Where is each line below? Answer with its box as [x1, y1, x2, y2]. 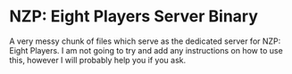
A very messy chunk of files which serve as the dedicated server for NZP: [9, 36, 281, 46]
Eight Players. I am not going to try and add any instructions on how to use [9, 45, 283, 55]
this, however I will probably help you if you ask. [9, 54, 186, 65]
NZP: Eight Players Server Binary [9, 6, 259, 27]
